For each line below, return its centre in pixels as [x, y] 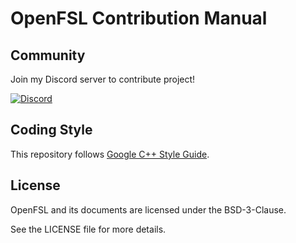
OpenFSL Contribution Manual [139, 18]
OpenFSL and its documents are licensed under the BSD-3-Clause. [148, 209]
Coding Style [51, 130]
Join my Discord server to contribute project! [103, 79]
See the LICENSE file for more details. [88, 229]
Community [48, 55]
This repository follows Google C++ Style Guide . [110, 154]
